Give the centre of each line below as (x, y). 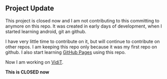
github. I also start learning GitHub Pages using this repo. (66, 52)
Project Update (30, 8)
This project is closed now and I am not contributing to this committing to (82, 20)
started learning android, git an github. (46, 31)
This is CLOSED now (27, 72)
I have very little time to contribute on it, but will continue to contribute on (82, 41)
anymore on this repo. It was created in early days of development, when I (84, 26)
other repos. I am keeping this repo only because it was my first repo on (81, 47)
